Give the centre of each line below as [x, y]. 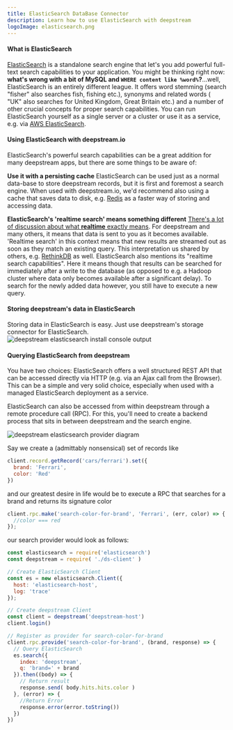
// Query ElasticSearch [48, 649]
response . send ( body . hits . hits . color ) [78, 688]
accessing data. [30, 205]
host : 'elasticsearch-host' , [56, 585]
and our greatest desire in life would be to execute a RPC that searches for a [116, 494]
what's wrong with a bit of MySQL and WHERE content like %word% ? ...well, [114, 79]
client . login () [29, 623]
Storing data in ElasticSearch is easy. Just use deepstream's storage [105, 324]
